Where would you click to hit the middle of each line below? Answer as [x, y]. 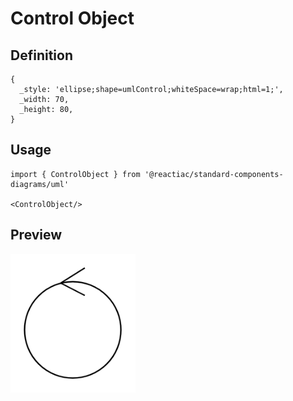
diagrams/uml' [40, 184]
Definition [41, 55]
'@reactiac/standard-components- [214, 174]
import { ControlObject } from [75, 174]
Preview [36, 235]
